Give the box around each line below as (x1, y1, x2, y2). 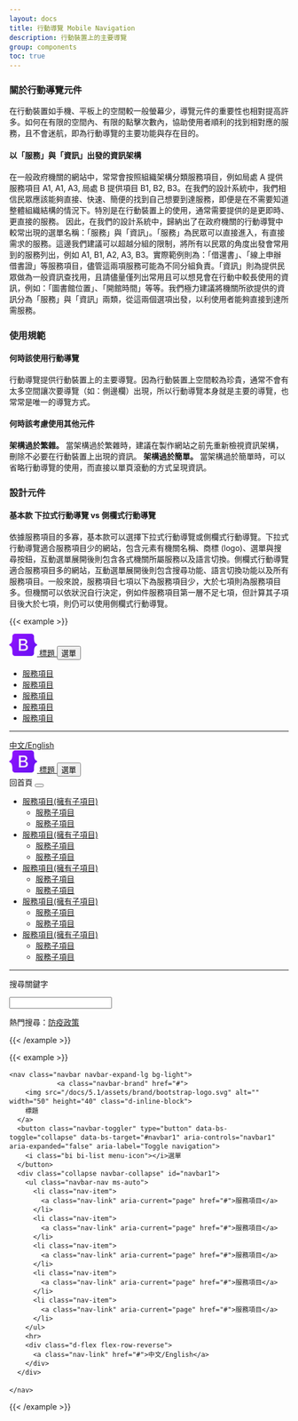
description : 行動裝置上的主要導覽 (9, 33, 127, 42)
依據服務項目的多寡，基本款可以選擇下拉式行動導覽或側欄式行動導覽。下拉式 (9, 531, 289, 542)
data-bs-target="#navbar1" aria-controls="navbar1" (80, 1133, 276, 1142)
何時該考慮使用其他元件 (9, 419, 95, 429)
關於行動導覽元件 (9, 84, 82, 97)
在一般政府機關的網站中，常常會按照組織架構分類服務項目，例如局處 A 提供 (9, 172, 284, 182)
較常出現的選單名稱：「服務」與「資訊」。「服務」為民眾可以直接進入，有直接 (9, 227, 286, 237)
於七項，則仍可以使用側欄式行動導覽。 (32, 598, 173, 609)
